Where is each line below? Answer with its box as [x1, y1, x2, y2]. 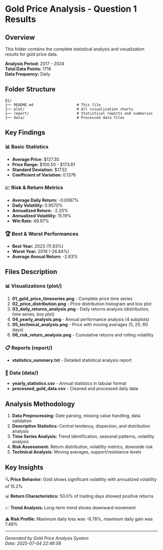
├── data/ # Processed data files [5, 115, 125, 120]
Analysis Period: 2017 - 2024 [5, 61, 65, 66]
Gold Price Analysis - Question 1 [5, 3, 137, 15]
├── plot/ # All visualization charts [5, 106, 133, 112]
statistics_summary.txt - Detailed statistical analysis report [12, 357, 132, 363]
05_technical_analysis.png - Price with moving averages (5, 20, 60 [12, 321, 148, 327]
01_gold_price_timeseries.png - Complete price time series [12, 295, 132, 301]
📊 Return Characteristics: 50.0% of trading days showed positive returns [5, 493, 154, 499]
